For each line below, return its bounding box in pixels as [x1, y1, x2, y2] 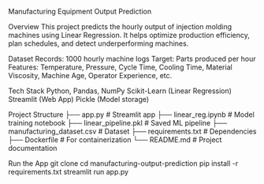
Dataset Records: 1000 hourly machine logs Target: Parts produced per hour [8, 54, 256, 63]
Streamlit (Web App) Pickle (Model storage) [8, 95, 150, 103]
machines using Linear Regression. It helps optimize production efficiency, [8, 31, 250, 39]
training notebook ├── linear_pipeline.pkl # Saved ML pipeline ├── [8, 118, 228, 127]
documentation [8, 144, 58, 152]
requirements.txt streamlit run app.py [8, 167, 128, 176]
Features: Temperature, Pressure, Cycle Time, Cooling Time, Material [8, 62, 232, 72]
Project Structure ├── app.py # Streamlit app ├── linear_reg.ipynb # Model [8, 110, 255, 119]
